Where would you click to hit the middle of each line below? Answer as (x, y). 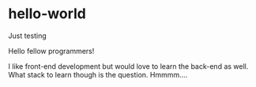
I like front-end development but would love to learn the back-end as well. (128, 66)
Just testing (27, 36)
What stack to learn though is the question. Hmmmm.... (98, 74)
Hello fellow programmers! (51, 51)
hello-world (47, 14)
